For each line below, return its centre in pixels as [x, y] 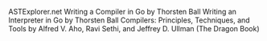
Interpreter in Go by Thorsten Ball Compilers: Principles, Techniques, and [129, 20]
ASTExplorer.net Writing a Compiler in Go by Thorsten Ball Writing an [123, 12]
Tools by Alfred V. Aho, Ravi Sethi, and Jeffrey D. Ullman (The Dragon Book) [134, 29]
